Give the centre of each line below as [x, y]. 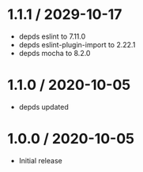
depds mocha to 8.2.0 [55, 53]
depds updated [43, 107]
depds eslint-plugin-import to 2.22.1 [77, 44]
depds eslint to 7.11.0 [52, 36]
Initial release [40, 160]
